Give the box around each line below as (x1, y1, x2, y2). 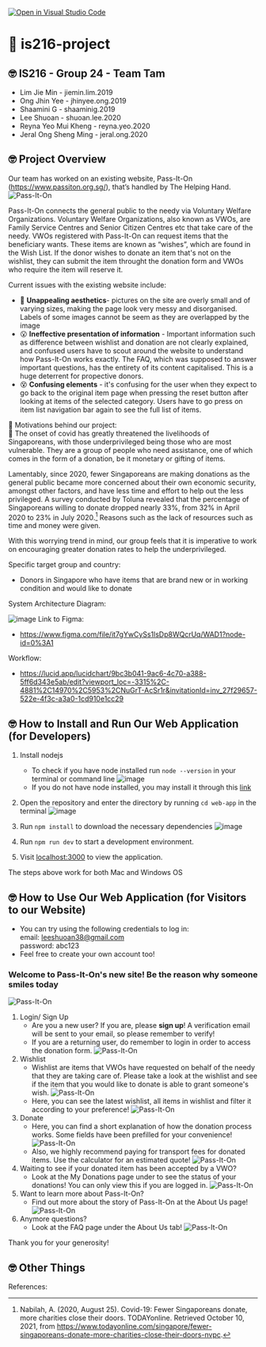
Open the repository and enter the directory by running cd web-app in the (19, 798, 257, 808)
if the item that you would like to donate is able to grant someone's (31, 1079, 249, 1089)
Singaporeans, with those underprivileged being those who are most (8, 436, 232, 447)
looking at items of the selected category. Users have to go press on (19, 396, 243, 405)
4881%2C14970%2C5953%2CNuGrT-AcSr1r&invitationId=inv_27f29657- (19, 686, 257, 695)
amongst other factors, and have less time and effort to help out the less (8, 485, 244, 495)
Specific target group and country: (8, 560, 121, 569)
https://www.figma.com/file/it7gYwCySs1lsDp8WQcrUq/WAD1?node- (19, 630, 246, 639)
